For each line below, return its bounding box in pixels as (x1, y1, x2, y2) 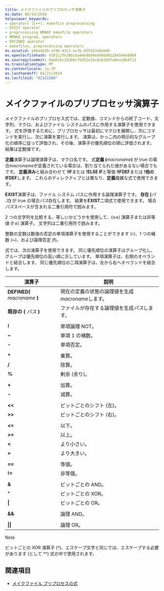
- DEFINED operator (5, 39, 45, 44)
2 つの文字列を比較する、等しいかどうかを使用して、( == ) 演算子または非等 (5, 214, 156, 220)
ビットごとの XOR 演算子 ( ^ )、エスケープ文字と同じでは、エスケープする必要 (5, 544, 159, 550)
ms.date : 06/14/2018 (5, 12, 47, 17)
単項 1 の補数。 (60, 332, 96, 339)
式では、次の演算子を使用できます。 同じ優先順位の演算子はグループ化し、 (5, 247, 155, 253)
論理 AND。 (60, 511, 87, 517)
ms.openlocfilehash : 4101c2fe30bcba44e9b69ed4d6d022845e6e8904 (5, 52, 137, 58)
